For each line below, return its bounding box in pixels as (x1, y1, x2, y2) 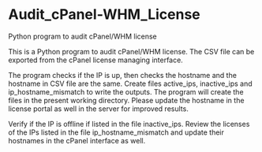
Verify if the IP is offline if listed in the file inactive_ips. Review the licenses (8, 119, 250, 128)
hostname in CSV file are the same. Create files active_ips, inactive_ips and (8, 79, 253, 88)
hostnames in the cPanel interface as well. (8, 135, 146, 145)
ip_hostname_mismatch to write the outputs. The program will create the (8, 87, 244, 96)
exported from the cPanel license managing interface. (8, 55, 183, 65)
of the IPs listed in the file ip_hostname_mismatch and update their (8, 128, 225, 137)
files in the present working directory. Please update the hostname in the (8, 95, 245, 105)
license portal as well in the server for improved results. (8, 104, 189, 113)
